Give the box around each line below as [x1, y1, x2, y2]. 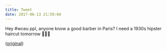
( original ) [5, 40, 24, 46]
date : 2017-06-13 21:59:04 [5, 12, 61, 17]
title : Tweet [5, 7, 32, 12]
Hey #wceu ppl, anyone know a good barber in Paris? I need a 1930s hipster [5, 25, 162, 31]
